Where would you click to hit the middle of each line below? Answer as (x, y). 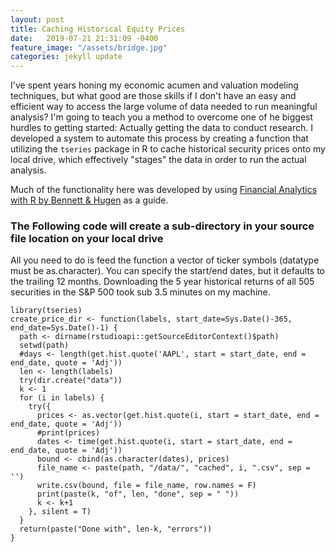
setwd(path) (44, 346)
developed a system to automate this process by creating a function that (159, 138)
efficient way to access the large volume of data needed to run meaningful (164, 107)
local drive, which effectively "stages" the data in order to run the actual (158, 160)
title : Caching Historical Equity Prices (98, 29)
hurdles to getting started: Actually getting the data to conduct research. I (162, 128)
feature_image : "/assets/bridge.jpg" (89, 47)
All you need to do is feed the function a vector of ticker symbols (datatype (165, 260)
